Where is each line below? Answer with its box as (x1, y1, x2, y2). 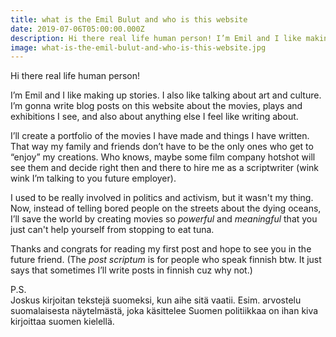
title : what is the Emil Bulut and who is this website (10, 14, 248, 25)
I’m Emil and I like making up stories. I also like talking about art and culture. (10, 89, 322, 101)
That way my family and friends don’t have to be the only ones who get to (10, 141, 314, 153)
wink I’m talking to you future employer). (10, 172, 177, 185)
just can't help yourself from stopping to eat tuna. (10, 224, 215, 236)
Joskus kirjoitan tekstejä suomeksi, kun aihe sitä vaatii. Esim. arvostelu (10, 294, 302, 306)
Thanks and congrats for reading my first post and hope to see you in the (10, 243, 312, 255)
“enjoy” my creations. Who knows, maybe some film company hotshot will (10, 151, 316, 163)
